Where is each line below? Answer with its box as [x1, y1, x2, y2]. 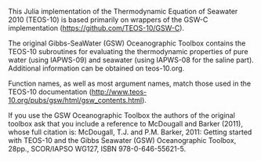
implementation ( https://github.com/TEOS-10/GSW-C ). [8, 24, 185, 32]
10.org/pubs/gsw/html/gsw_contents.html [8, 96, 143, 104]
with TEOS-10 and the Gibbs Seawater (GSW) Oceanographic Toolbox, [8, 136, 237, 145]
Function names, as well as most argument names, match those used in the [8, 79, 252, 88]
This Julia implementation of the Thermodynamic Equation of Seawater [8, 7, 238, 16]
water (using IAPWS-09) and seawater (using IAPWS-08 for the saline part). [8, 55, 255, 64]
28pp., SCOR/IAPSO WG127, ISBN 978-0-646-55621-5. [8, 145, 187, 153]
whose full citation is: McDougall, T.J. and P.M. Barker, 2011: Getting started [8, 127, 252, 137]
